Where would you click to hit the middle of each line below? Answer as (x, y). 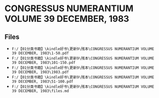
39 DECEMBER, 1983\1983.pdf (40, 72)
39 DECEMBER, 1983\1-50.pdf (40, 53)
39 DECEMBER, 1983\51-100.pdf (43, 81)
